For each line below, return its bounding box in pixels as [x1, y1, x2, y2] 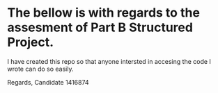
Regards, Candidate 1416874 [7, 78, 89, 86]
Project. [7, 35, 54, 50]
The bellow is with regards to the [7, 5, 201, 21]
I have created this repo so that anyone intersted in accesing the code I [7, 57, 211, 65]
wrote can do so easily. [7, 65, 74, 73]
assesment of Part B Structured [7, 19, 194, 35]
